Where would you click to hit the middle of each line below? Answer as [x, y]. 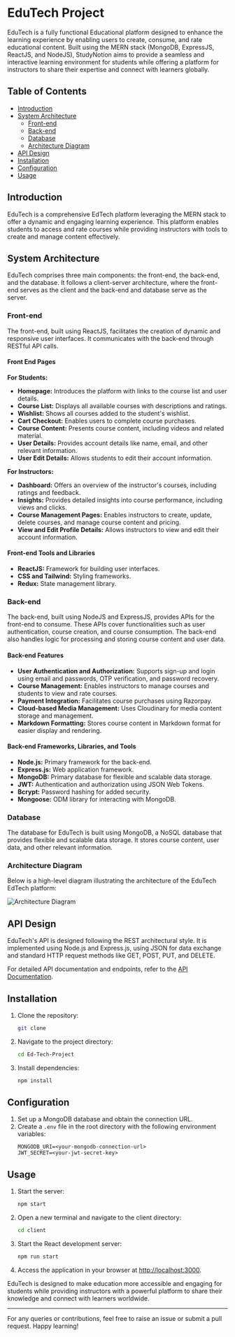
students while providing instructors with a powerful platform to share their [115, 1291]
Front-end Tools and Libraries [51, 553]
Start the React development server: [70, 1244]
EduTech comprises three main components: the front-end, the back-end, [114, 275]
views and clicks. [42, 507]
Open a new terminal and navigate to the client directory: [99, 1218]
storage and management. [55, 715]
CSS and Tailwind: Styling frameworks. [74, 576]
